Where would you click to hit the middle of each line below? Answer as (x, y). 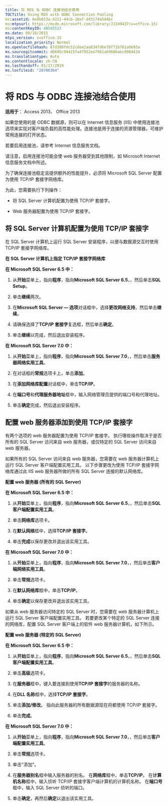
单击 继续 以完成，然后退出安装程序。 (50, 335)
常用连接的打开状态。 (27, 135)
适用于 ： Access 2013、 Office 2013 (43, 111)
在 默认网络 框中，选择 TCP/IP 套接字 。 (51, 531)
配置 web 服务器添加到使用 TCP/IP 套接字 (69, 422)
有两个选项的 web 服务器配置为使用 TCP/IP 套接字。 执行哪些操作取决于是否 (83, 435)
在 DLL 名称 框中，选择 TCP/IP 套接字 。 (51, 694)
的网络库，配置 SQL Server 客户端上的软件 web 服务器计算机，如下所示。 (81, 624)
